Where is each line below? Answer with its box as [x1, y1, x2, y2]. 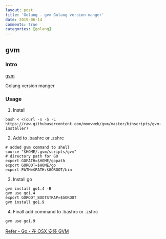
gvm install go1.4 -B [5, 186, 52, 191]
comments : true [5, 22, 38, 27]
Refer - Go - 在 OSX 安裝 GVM [5, 228, 69, 234]
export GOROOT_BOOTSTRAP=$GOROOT [5, 195, 77, 201]
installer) [5, 126, 29, 131]
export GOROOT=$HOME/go [5, 163, 56, 168]
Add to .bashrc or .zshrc [12, 135, 64, 141]
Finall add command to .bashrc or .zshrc [12, 209, 98, 215]
